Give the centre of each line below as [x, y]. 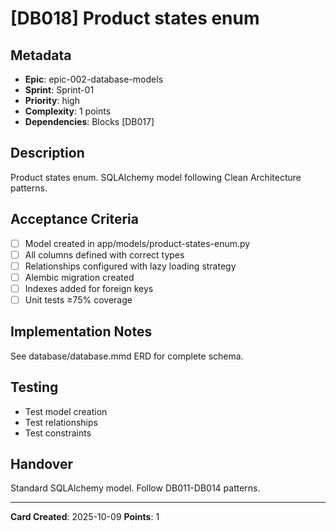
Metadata [41, 55]
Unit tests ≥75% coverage [78, 299]
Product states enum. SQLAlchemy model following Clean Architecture [156, 177]
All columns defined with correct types [104, 254]
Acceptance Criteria [74, 219]
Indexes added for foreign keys [89, 288]
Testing [34, 387]
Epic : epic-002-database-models [94, 79]
